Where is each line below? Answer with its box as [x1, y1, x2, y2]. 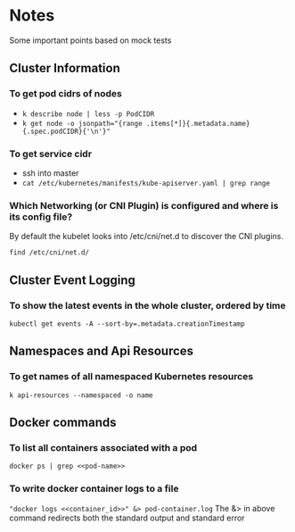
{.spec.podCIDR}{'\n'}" [21, 127, 111, 136]
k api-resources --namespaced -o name [9, 390, 153, 400]
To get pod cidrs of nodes [9, 87, 122, 100]
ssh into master [21, 167, 79, 179]
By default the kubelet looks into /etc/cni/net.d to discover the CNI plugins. [9, 231, 283, 242]
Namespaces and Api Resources [9, 344, 194, 359]
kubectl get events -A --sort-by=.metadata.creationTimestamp [9, 319, 245, 328]
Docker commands [9, 414, 117, 429]
